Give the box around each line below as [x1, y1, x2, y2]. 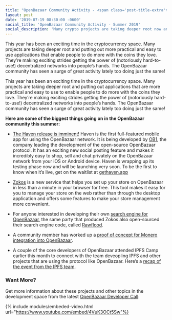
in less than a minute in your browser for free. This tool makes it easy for [12, 185, 166, 191]
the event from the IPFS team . [12, 263, 76, 270]
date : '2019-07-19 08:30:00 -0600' [5, 17, 81, 22]
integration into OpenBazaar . [12, 237, 73, 243]
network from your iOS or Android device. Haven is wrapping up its [12, 158, 155, 165]
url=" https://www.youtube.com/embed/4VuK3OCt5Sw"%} [5, 309, 129, 315]
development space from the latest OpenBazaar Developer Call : [5, 294, 140, 300]
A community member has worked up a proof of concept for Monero [12, 232, 158, 238]
